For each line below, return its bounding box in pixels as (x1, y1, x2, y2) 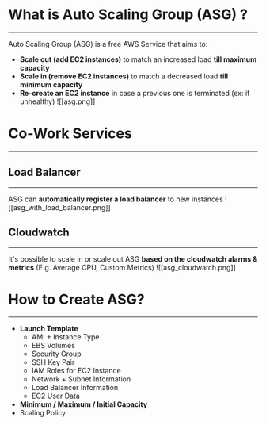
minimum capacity (19, 79, 83, 89)
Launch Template (19, 324, 78, 334)
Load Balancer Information (31, 383, 119, 392)
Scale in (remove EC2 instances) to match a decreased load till (19, 71, 229, 81)
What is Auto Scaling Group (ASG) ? (8, 6, 248, 24)
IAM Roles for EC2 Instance (31, 366, 121, 376)
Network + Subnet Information (31, 374, 131, 384)
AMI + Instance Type (31, 332, 100, 342)
